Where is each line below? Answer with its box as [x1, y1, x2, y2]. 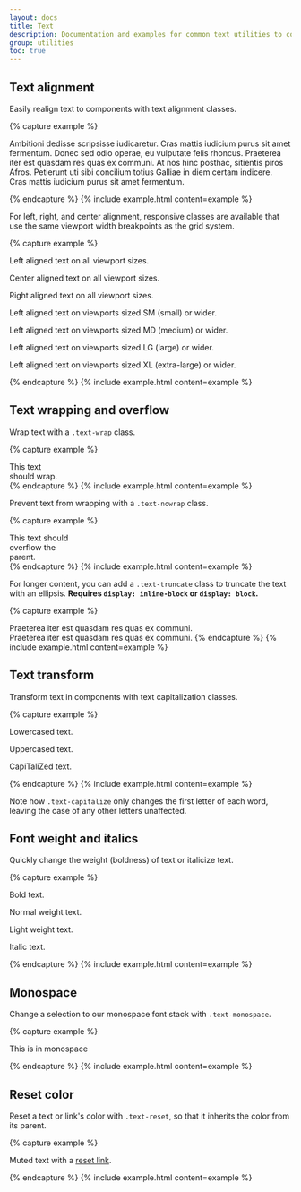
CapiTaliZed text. [9, 761, 73, 772]
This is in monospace [9, 1043, 88, 1054]
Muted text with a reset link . [9, 1155, 112, 1165]
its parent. [9, 1120, 47, 1130]
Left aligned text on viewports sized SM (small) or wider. [9, 307, 218, 318]
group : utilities [9, 38, 74, 48]
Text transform [9, 668, 95, 683]
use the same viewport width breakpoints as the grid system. [9, 220, 235, 231]
